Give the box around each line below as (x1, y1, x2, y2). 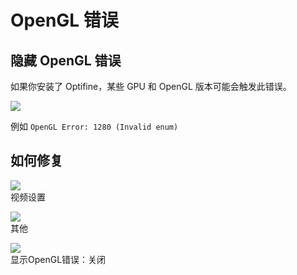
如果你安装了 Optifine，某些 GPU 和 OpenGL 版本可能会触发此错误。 (10, 81, 292, 92)
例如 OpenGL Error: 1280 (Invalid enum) (10, 121, 179, 132)
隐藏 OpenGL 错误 (10, 52, 122, 69)
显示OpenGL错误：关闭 (10, 253, 107, 265)
